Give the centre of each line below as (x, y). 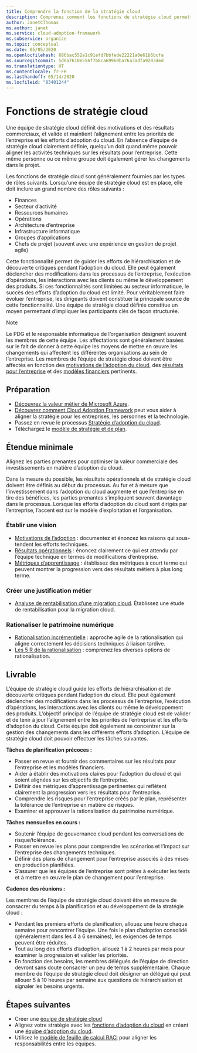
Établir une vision (31, 525)
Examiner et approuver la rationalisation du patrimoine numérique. (94, 811)
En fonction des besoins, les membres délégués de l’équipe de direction (101, 962)
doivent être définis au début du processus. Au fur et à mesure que (87, 485)
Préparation (28, 390)
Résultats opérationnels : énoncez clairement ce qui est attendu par (96, 550)
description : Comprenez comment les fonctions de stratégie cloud (89, 17)
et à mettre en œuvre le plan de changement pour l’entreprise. (90, 878)
